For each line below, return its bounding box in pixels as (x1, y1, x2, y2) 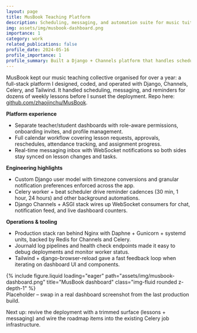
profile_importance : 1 (6, 52, 62, 58)
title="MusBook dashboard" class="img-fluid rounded (46, 278, 178, 285)
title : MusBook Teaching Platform (6, 14, 91, 20)
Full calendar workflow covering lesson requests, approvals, (14, 134, 160, 141)
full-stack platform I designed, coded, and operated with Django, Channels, (6, 80, 188, 87)
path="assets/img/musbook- (105, 272, 175, 279)
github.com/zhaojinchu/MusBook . (6, 99, 88, 106)
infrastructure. (6, 321, 41, 328)
